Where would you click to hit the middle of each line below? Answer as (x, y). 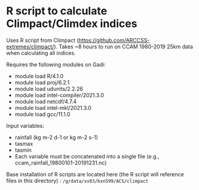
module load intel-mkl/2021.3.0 (53, 108)
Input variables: (25, 125)
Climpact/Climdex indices (72, 24)
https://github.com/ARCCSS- (114, 40)
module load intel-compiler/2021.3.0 (59, 95)
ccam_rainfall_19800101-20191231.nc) (61, 163)
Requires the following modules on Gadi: (56, 65)
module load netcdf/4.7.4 (46, 101)
